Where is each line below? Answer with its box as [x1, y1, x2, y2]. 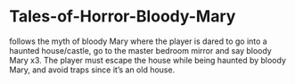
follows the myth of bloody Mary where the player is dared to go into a [9, 36, 267, 46]
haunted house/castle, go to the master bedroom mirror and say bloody [9, 45, 272, 55]
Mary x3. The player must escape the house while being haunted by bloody [9, 55, 287, 65]
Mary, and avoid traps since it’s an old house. [9, 64, 176, 75]
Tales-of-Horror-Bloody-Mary [9, 6, 236, 27]
